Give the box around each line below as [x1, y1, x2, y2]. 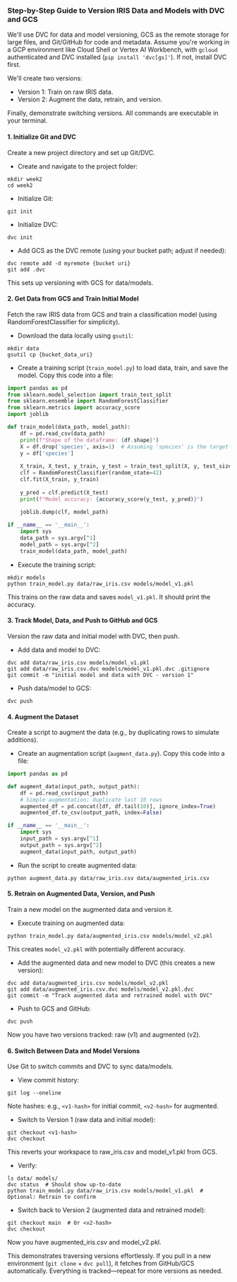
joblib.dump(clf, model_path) [20, 508, 109, 516]
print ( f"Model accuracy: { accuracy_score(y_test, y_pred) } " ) [20, 496, 203, 503]
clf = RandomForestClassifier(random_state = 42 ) [20, 470, 162, 477]
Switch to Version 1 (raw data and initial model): [17, 1116, 156, 1124]
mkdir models [7, 574, 46, 581]
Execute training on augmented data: [17, 919, 126, 927]
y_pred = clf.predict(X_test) [20, 489, 109, 496]
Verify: [17, 1161, 37, 1170]
